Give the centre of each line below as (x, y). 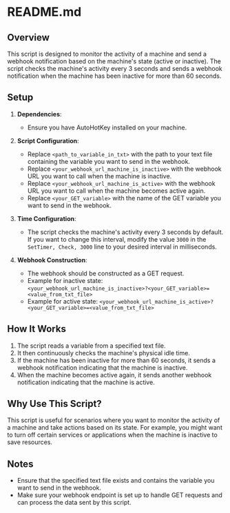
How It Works (37, 329)
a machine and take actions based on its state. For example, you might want (115, 428)
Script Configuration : (48, 140)
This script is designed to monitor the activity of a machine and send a (107, 54)
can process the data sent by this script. (74, 503)
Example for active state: (63, 301)
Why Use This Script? (54, 404)
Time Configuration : (46, 218)
